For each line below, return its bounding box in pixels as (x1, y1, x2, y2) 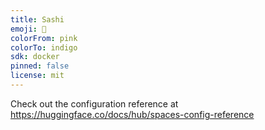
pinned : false (10, 61, 70, 71)
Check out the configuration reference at (10, 97, 179, 110)
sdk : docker (10, 52, 60, 62)
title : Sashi (10, 14, 65, 25)
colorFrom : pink (10, 33, 78, 43)
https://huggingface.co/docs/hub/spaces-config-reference (10, 108, 255, 120)
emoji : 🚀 (10, 24, 47, 34)
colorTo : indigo (10, 42, 78, 53)
